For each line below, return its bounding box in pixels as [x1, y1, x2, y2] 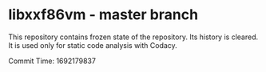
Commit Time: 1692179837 [8, 56, 96, 66]
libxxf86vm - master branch [8, 6, 198, 24]
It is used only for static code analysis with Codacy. [8, 40, 177, 50]
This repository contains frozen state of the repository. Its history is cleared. [8, 32, 258, 42]
